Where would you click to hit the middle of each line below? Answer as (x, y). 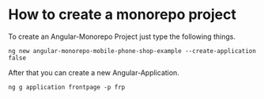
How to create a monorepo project (123, 15)
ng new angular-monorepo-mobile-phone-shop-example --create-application (132, 51)
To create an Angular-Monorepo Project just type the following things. (122, 36)
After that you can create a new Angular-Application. (94, 72)
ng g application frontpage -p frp (67, 87)
